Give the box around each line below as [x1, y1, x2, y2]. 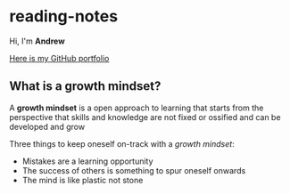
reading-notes [9, 6, 119, 27]
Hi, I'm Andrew [9, 36, 65, 46]
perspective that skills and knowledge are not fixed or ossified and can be [9, 111, 281, 122]
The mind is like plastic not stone [21, 174, 144, 185]
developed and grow [9, 121, 86, 132]
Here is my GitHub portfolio [9, 53, 110, 63]
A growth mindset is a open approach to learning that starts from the [9, 102, 264, 113]
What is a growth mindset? [9, 78, 162, 94]
